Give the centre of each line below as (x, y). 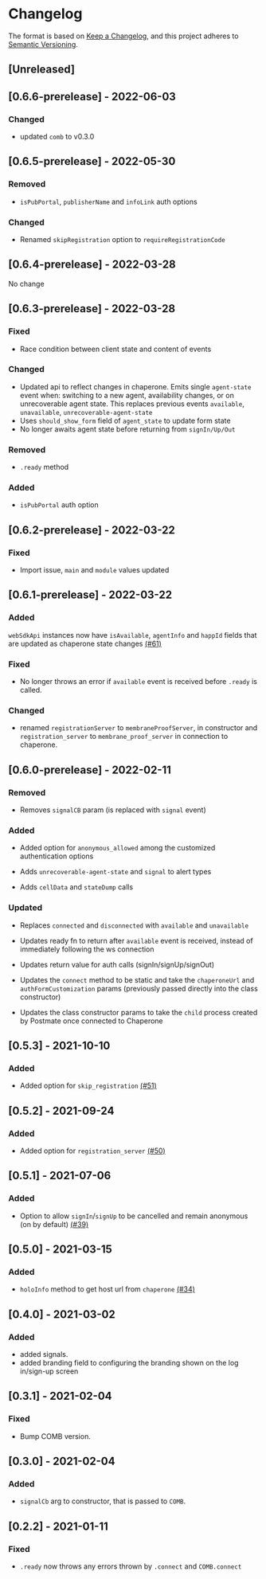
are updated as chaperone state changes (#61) (85, 643)
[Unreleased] (42, 70)
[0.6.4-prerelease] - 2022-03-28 (92, 265)
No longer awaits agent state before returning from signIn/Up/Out (127, 429)
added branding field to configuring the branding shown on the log (129, 1363)
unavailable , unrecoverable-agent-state (86, 412)
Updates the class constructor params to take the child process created (139, 1012)
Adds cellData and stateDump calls (76, 887)
